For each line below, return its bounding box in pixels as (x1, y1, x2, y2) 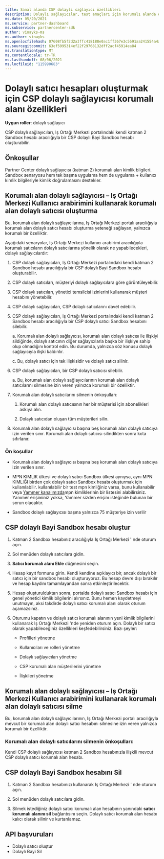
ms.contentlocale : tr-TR (5, 52, 56, 58)
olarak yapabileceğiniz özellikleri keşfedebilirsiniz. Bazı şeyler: (12, 625, 138, 631)
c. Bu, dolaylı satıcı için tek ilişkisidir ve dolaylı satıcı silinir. (12, 358, 129, 364)
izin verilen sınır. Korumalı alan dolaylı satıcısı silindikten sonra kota (12, 430, 146, 436)
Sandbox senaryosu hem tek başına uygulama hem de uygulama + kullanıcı (5, 172, 157, 178)
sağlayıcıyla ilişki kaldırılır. (12, 348, 64, 354)
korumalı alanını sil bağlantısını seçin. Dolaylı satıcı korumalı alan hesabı (12, 811, 158, 816)
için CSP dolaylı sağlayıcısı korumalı (5, 93, 154, 104)
